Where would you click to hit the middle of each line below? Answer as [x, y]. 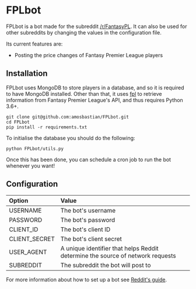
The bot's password [88, 220]
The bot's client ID [85, 229]
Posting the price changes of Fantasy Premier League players [89, 55]
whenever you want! [31, 166]
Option [19, 200]
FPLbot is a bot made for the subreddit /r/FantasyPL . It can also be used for [97, 26]
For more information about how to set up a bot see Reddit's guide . [87, 279]
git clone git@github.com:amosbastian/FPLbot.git [68, 117]
